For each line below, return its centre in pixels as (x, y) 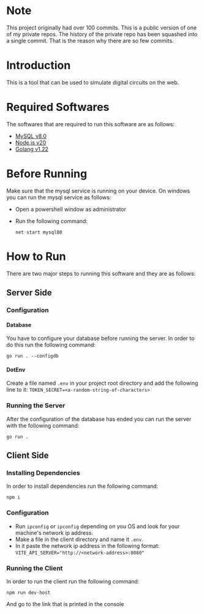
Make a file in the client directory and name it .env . (79, 539)
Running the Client (35, 568)
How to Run (36, 256)
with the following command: (43, 425)
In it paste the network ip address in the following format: (87, 545)
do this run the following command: (51, 345)
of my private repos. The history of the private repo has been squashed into (102, 34)
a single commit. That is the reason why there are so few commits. (90, 40)
